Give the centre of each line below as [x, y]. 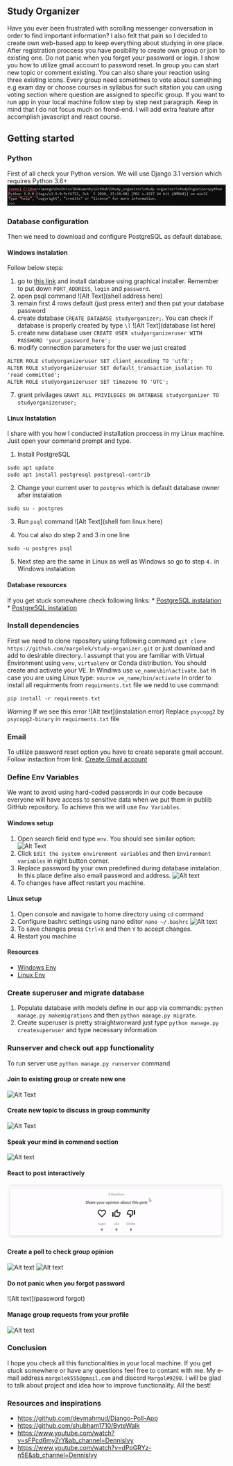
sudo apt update [31, 468]
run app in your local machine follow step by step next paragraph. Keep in [113, 102]
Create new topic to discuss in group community [79, 1111]
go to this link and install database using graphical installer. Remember [118, 281]
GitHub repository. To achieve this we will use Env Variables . [94, 807]
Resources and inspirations [54, 1403]
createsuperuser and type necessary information [87, 1030]
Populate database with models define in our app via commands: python [120, 1008]
